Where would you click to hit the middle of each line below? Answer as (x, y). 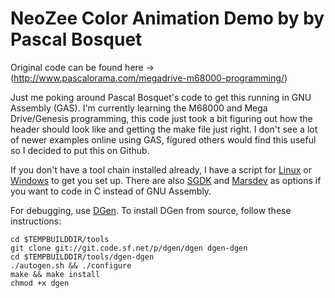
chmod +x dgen (40, 283)
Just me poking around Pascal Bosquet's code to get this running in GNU (161, 97)
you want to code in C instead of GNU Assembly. (111, 191)
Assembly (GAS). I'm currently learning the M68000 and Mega (139, 108)
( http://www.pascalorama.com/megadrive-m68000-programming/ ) (149, 78)
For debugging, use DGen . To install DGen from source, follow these (151, 210)
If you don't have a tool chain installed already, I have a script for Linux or (161, 169)
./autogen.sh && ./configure (71, 265)
